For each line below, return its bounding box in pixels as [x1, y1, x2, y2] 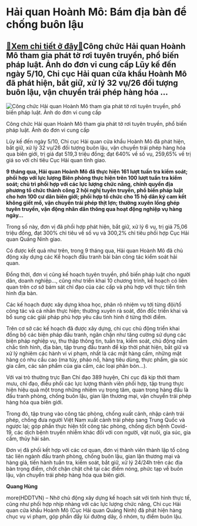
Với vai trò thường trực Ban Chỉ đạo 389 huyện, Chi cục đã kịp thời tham [6, 374, 181, 381]
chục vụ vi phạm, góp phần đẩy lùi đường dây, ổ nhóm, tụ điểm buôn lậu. [6, 513, 183, 520]
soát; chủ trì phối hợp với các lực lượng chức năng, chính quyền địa [6, 180, 173, 187]
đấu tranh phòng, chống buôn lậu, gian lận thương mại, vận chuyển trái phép [6, 393, 192, 399]
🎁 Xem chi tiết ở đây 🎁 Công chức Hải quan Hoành [6, 41, 186, 51]
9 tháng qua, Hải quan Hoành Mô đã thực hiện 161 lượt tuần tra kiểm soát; [6, 168, 188, 175]
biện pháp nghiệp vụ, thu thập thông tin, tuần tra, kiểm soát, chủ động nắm [6, 337, 188, 344]
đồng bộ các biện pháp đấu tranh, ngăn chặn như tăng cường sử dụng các [6, 331, 186, 338]
